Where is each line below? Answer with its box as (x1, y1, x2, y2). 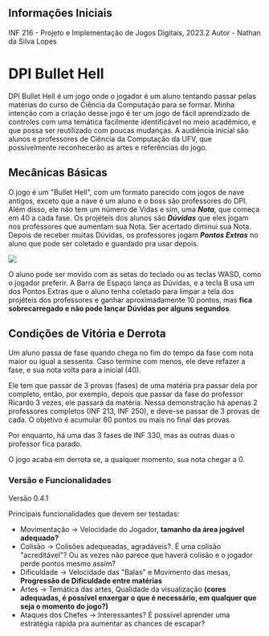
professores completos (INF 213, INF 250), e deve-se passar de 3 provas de (8, 407, 260, 416)
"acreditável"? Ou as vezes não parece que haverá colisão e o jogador (19, 550, 253, 560)
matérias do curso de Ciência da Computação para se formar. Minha (8, 100, 235, 109)
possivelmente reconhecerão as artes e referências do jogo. (8, 142, 207, 152)
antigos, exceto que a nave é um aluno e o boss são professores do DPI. (8, 196, 247, 205)
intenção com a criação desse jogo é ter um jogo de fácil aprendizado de (8, 108, 251, 118)
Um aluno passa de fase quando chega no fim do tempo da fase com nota (8, 348, 255, 357)
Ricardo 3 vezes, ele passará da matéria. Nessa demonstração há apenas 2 (8, 398, 259, 407)
